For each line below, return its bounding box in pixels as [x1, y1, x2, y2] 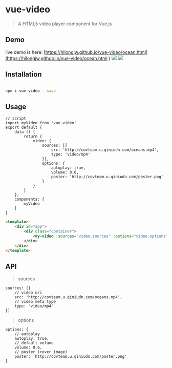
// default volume [14, 340, 54, 346]
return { [24, 134, 42, 139]
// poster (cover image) [14, 350, 68, 355]
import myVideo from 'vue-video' [5, 121, 77, 126]
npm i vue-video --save [5, 88, 56, 93]
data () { [14, 129, 36, 134]
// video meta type [14, 299, 56, 304]
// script [5, 116, 27, 121]
